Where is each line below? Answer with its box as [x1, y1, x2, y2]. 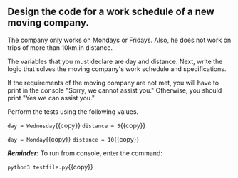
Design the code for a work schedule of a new [7, 6, 215, 18]
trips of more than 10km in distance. [7, 43, 113, 52]
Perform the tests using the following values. [7, 107, 139, 116]
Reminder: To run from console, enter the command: [7, 149, 162, 157]
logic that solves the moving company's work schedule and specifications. [7, 64, 227, 73]
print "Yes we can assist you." [7, 93, 95, 102]
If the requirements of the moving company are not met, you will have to [7, 78, 219, 87]
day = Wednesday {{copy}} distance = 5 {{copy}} [7, 121, 146, 130]
